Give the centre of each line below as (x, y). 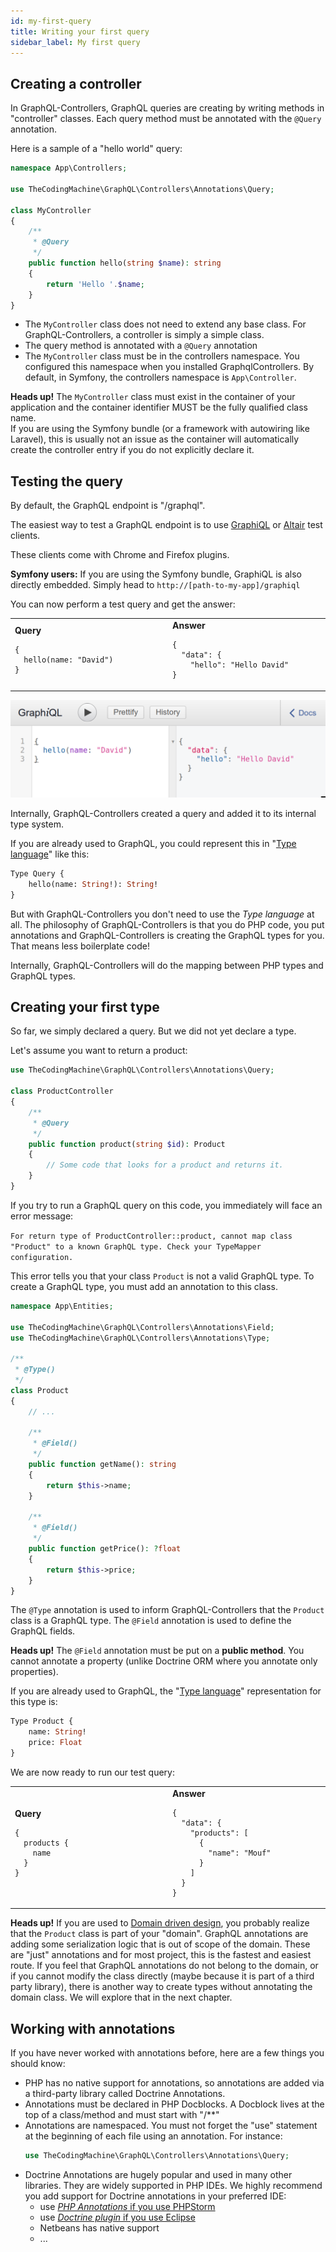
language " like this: (50, 854)
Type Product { (42, 1721)
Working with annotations (93, 2028)
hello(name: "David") (68, 660)
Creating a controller (76, 83)
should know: (38, 2064)
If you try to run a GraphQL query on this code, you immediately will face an (166, 1205)
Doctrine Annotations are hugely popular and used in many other (158, 2174)
